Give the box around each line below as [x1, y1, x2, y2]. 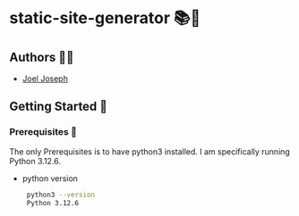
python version [21, 172, 79, 184]
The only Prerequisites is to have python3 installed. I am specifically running [9, 145, 291, 157]
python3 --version [26, 190, 96, 199]
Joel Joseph [21, 73, 69, 84]
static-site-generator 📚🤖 [9, 8, 201, 29]
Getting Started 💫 [9, 99, 108, 114]
